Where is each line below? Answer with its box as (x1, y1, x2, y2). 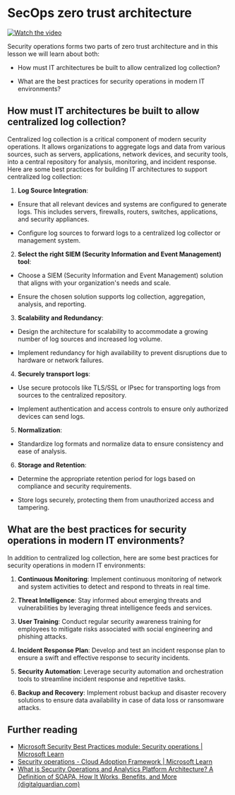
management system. (17, 236, 81, 245)
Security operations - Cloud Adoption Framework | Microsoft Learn (17, 758, 213, 766)
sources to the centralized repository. (17, 390, 127, 399)
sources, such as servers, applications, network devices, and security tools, (7, 150, 229, 158)
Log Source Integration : (17, 186, 88, 195)
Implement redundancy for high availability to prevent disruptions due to (17, 348, 227, 356)
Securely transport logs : (17, 369, 90, 378)
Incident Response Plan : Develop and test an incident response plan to (17, 646, 226, 654)
